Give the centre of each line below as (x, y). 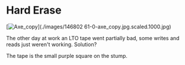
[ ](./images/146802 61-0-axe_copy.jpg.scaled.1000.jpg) (89, 27)
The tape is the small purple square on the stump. (67, 56)
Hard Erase (34, 10)
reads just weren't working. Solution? (52, 44)
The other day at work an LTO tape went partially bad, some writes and (93, 38)
